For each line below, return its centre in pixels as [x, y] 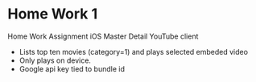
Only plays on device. [55, 60]
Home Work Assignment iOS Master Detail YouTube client [103, 36]
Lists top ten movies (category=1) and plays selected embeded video [134, 51]
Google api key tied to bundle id [72, 68]
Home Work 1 [53, 14]
